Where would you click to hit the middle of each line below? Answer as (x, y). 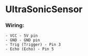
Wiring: (15, 25)
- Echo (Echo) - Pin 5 (30, 49)
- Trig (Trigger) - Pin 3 (33, 45)
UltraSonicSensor (44, 9)
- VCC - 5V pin (22, 36)
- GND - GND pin (23, 40)
